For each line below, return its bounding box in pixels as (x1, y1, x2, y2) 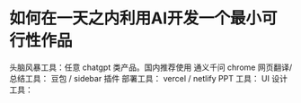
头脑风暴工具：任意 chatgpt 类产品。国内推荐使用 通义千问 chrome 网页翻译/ (9, 62, 293, 73)
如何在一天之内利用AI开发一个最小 (9, 8, 262, 29)
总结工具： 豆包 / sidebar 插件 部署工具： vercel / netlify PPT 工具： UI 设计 (9, 73, 288, 83)
